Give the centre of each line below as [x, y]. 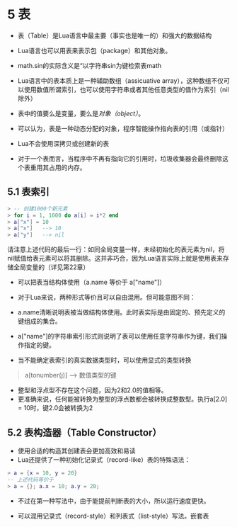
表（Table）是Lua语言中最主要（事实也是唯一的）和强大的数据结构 [115, 35]
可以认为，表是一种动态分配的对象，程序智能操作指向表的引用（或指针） [123, 128]
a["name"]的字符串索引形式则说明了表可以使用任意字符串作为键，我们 [119, 336]
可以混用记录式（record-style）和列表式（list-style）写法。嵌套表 [113, 516]
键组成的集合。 [39, 321]
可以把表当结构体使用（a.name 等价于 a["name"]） [92, 282]
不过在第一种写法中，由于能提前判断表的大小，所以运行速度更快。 [114, 501]
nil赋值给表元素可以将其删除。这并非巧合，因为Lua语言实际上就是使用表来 [115, 259]
